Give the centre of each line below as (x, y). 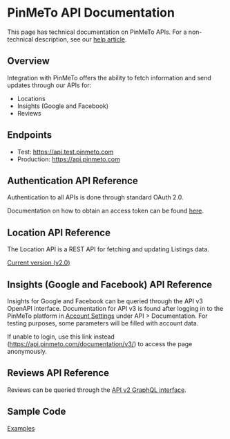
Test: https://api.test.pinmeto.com (65, 152)
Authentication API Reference (73, 180)
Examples (21, 428)
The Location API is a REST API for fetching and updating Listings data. (108, 249)
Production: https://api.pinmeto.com (69, 159)
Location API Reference (59, 232)
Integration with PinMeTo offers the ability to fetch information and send (109, 78)
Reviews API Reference (58, 373)
